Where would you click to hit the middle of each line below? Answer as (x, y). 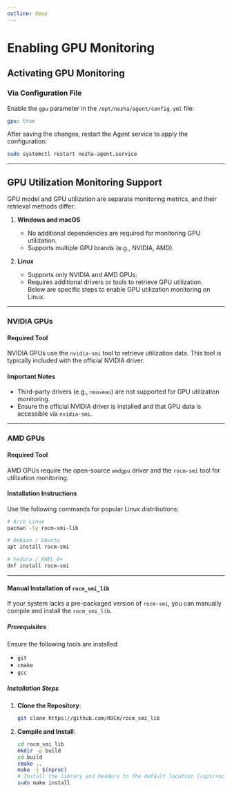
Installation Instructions (42, 493)
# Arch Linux (26, 521)
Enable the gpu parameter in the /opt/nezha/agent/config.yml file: (101, 108)
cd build (30, 757)
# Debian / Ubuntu (33, 540)
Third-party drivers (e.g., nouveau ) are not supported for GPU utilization (118, 391)
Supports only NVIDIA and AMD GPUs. (83, 275)
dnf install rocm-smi (38, 566)
